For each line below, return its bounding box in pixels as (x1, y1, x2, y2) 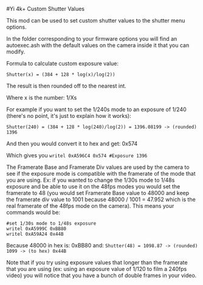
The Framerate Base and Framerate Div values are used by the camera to (6, 163, 190, 171)
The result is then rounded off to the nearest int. (6, 82, 126, 89)
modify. (6, 48, 26, 55)
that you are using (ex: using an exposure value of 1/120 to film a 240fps (6, 266, 187, 272)
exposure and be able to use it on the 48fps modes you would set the (6, 183, 181, 190)
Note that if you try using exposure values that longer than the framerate (6, 259, 188, 266)
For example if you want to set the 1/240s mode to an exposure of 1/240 (6, 106, 187, 113)
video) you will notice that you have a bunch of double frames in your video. (6, 272, 197, 279)
